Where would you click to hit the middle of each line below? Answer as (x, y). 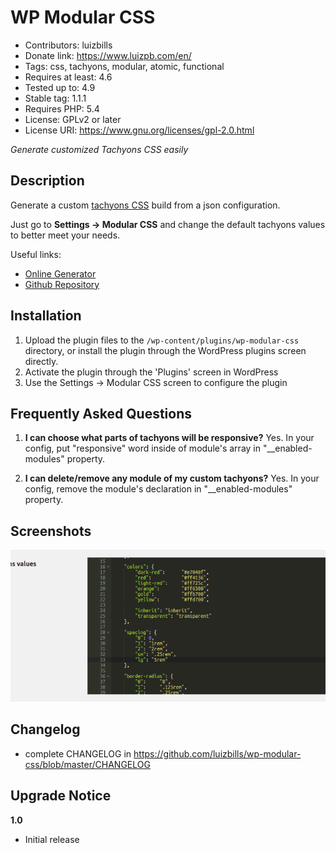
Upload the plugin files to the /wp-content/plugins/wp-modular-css (162, 340)
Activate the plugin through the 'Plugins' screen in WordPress (151, 372)
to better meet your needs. (65, 235)
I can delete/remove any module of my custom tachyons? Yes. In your (172, 478)
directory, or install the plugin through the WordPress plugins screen (165, 350)
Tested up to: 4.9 (60, 87)
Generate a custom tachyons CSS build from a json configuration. (145, 205)
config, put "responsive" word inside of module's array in (142, 448)
